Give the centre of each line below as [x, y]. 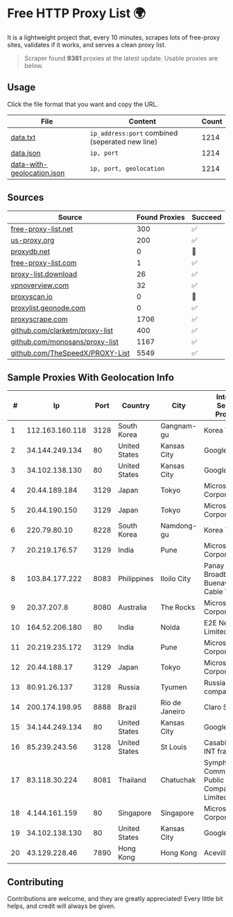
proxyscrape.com [39, 319]
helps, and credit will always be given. [61, 906]
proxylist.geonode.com [48, 308]
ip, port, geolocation [127, 168]
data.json [26, 153]
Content [143, 121]
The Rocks [178, 607]
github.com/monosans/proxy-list [65, 342]
